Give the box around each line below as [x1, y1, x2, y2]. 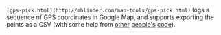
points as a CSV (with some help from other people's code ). [6, 21, 176, 28]
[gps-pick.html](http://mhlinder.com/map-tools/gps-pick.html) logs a [6, 6, 210, 14]
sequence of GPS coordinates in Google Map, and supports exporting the [6, 13, 214, 21]
